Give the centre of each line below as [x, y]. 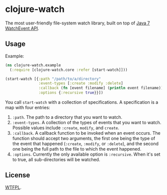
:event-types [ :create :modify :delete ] [81, 83]
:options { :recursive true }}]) [71, 93]
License [18, 175]
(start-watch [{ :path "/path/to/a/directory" [53, 79]
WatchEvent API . [22, 28]
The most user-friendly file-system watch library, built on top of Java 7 [78, 23]
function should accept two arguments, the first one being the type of [84, 138]
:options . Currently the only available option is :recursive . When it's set [86, 154]
